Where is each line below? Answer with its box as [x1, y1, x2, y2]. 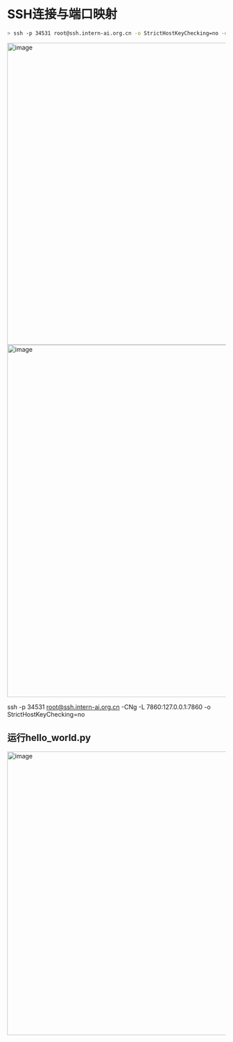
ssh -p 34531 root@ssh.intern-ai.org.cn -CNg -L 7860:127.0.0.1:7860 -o [7, 703, 212, 711]
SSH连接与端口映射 [7, 6, 118, 22]
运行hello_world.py [7, 732, 92, 744]
